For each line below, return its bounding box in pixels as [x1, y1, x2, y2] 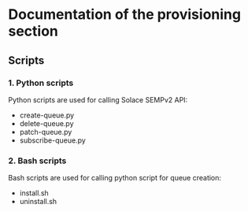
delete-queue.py [19, 118, 74, 128]
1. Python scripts [8, 77, 74, 88]
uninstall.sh [19, 197, 57, 206]
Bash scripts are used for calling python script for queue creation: [8, 173, 222, 183]
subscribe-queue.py [19, 136, 87, 145]
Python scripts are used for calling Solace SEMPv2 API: [8, 95, 188, 104]
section [8, 22, 59, 40]
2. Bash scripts [8, 155, 67, 166]
